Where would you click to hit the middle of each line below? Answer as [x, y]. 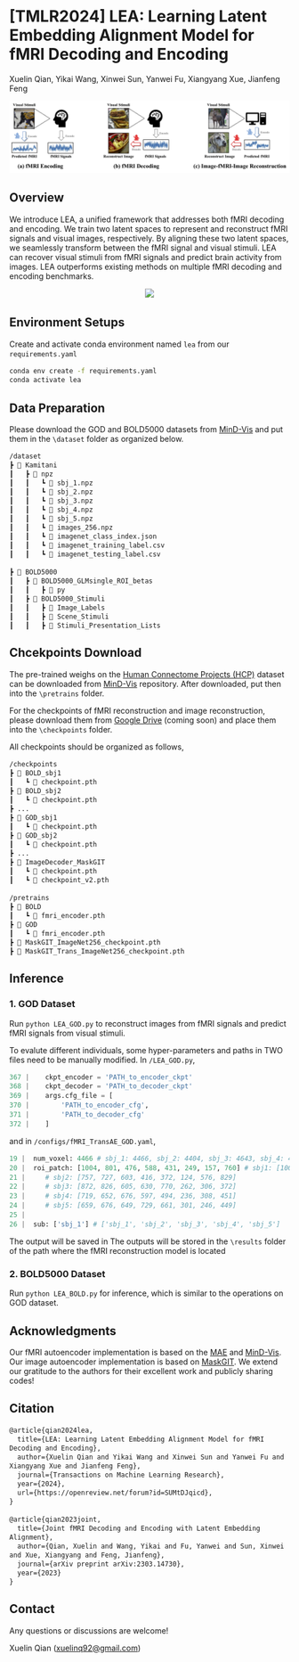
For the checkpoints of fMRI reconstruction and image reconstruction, [137, 710]
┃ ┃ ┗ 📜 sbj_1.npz [51, 483]
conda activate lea [45, 381]
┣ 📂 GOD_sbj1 [33, 817]
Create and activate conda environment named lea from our [119, 344]
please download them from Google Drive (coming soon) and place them [143, 720]
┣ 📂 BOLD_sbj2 [36, 790]
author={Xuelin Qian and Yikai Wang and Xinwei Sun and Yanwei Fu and [151, 1457]
